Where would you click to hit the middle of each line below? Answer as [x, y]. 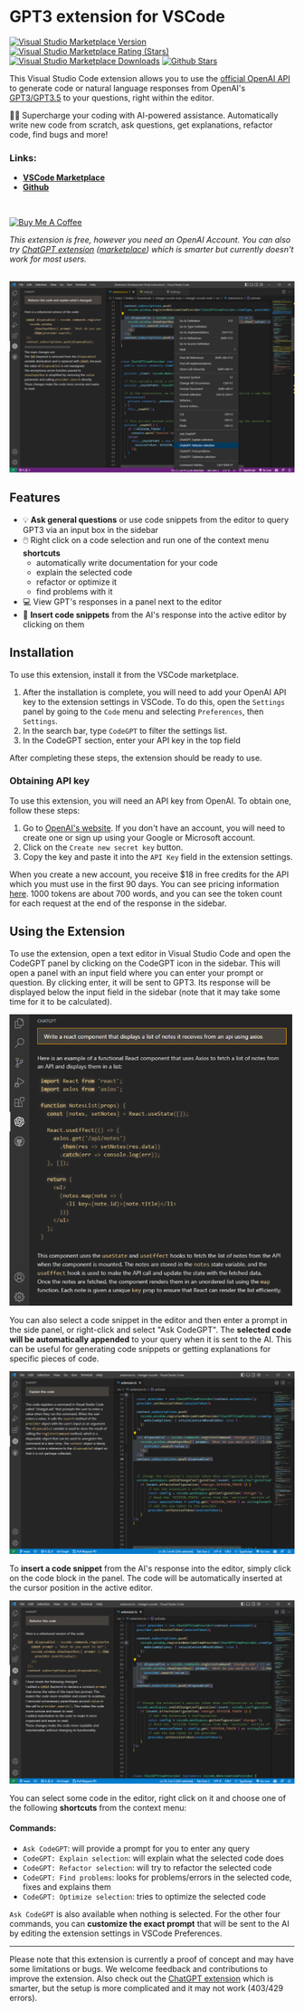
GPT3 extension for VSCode [118, 17]
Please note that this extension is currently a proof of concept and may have [152, 1959]
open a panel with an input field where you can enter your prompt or [137, 972]
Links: [23, 157]
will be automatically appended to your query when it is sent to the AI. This [151, 1339]
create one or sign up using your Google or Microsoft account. [139, 837]
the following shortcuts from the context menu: [98, 1807]
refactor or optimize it [76, 582]
